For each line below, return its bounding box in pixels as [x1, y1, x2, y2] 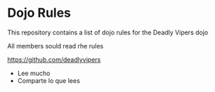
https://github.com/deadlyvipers [7, 55, 101, 64]
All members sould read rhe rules [7, 41, 104, 50]
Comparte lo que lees [17, 76, 81, 85]
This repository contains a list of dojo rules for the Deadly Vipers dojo [7, 28, 209, 37]
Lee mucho [17, 69, 51, 77]
